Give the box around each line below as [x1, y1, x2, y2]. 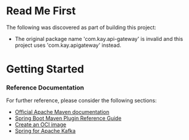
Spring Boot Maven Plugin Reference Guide [14, 114, 122, 122]
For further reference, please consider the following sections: [6, 97, 157, 104]
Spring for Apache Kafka [14, 128, 76, 135]
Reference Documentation [6, 84, 85, 92]
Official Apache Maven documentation [14, 109, 110, 116]
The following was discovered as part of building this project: [6, 24, 157, 31]
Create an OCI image [14, 121, 67, 128]
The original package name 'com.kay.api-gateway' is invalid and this [14, 35, 184, 42]
